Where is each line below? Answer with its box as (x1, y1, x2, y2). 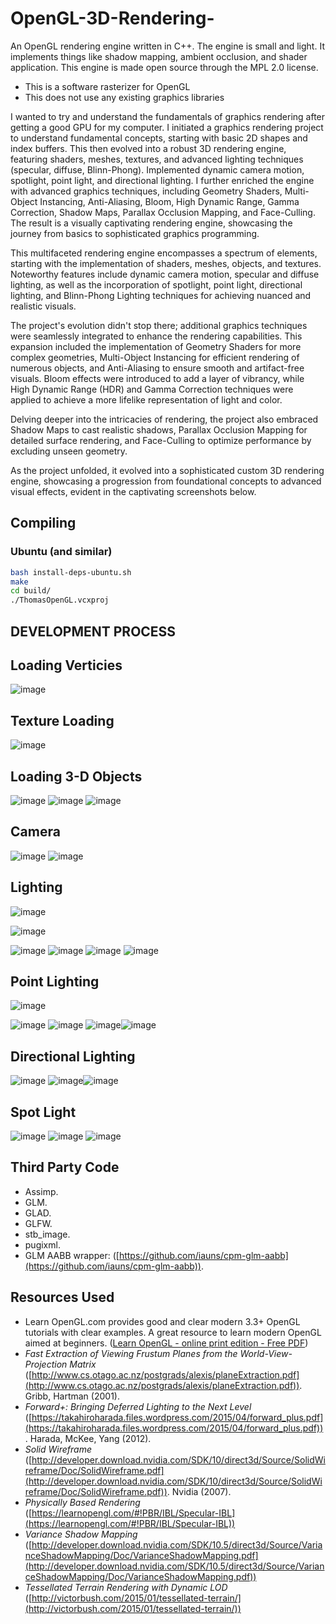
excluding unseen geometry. (10, 445, 128, 457)
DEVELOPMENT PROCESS (10, 623, 177, 640)
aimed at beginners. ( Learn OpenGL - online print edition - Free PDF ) (24, 1337, 309, 1349)
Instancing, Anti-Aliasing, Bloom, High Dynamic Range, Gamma (39, 195, 300, 207)
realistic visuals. (10, 300, 77, 312)
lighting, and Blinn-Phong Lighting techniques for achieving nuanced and (10, 289, 312, 301)
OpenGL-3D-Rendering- (10, 7, 215, 30)
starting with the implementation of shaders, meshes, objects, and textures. (10, 257, 322, 269)
